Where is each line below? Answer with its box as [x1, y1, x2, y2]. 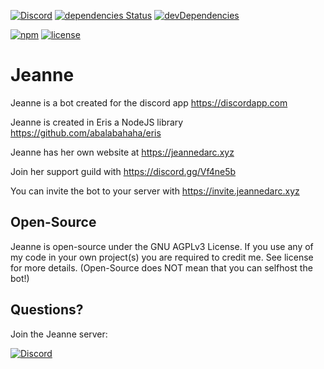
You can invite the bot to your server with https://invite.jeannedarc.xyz [10, 185, 300, 197]
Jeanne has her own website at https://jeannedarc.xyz [10, 146, 235, 158]
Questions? [10, 301, 84, 319]
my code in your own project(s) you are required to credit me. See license [10, 251, 314, 263]
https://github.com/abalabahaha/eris [10, 126, 162, 139]
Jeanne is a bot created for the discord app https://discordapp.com [10, 96, 288, 109]
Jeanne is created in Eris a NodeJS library [10, 116, 184, 128]
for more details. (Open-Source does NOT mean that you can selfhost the [10, 261, 313, 274]
